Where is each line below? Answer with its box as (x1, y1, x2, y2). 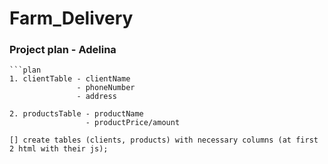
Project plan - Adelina (9, 43, 117, 57)
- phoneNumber (76, 83, 136, 93)
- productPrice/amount (85, 118, 181, 128)
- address (76, 92, 117, 102)
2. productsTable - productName (9, 109, 144, 119)
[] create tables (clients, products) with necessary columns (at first (9, 135, 319, 146)
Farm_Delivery (9, 7, 134, 30)
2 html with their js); (9, 144, 109, 154)
